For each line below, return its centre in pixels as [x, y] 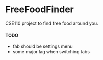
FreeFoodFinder [40, 9]
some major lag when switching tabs [51, 52]
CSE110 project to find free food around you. [52, 23]
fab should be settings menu [43, 46]
